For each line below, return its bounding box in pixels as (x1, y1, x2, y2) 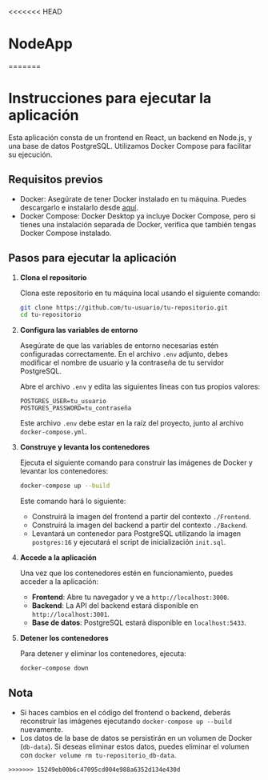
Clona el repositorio (19, 272, 87, 282)
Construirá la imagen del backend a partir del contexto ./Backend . (31, 520, 248, 530)
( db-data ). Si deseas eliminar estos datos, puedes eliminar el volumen (19, 742, 250, 751)
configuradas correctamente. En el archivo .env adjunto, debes (19, 350, 228, 359)
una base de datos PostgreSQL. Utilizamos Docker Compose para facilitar (8, 141, 252, 150)
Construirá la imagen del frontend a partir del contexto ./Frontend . (31, 512, 251, 522)
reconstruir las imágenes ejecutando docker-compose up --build (19, 716, 233, 726)
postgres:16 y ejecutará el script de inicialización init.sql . (31, 538, 226, 547)
